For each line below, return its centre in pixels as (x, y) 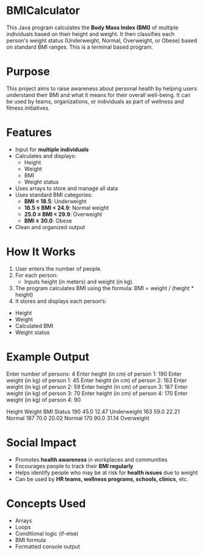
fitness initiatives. (28, 108)
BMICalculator (43, 11)
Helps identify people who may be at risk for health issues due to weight (106, 472)
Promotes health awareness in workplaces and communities (91, 459)
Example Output (48, 357)
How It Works (41, 252)
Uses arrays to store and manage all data (66, 188)
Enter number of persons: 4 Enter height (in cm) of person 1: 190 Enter (94, 374)
